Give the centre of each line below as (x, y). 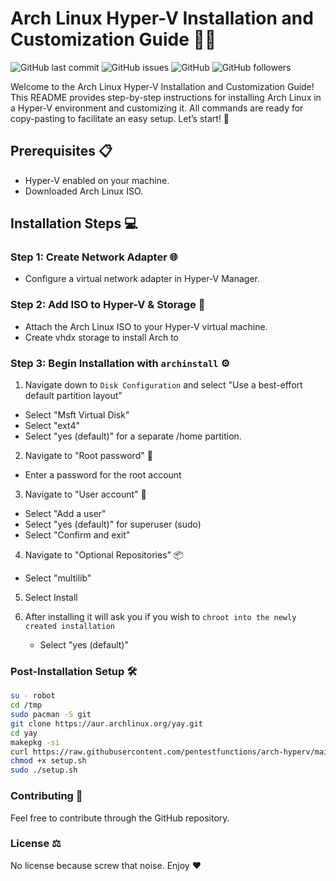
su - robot (33, 696)
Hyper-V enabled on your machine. (97, 180)
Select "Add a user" (65, 514)
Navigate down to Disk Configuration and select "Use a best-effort (163, 385)
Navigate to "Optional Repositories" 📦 (104, 555)
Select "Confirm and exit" (77, 535)
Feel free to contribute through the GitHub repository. (120, 818)
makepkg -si (35, 742)
